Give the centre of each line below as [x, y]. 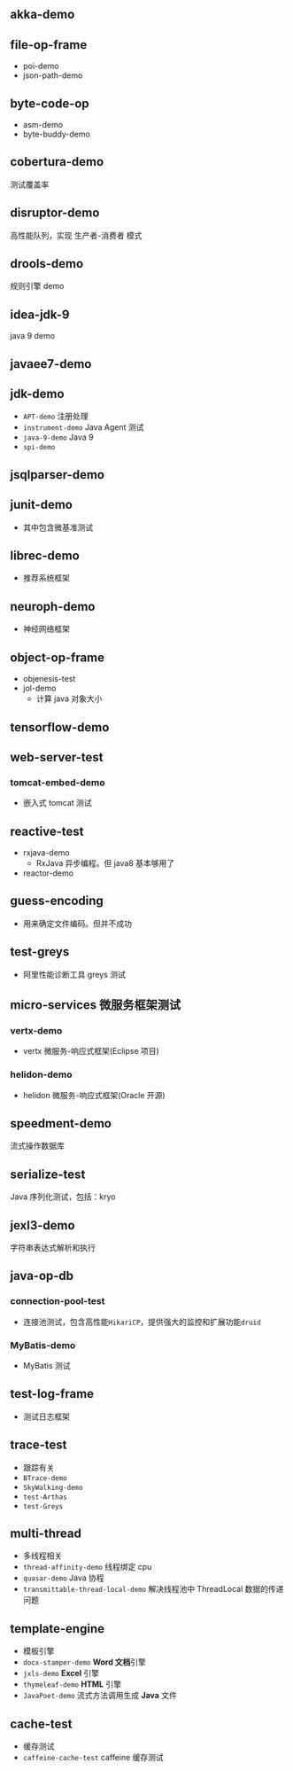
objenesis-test [49, 679]
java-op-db [42, 1276]
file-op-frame [49, 45]
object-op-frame [58, 657]
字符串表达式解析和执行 [53, 1248]
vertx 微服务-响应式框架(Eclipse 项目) [91, 1051]
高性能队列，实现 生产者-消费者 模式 [76, 235]
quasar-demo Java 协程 [63, 1578]
